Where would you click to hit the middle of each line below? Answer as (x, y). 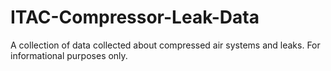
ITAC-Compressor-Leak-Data (135, 17)
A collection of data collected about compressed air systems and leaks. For (165, 45)
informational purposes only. (69, 55)
